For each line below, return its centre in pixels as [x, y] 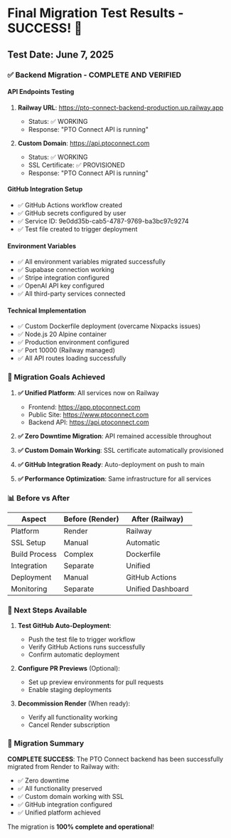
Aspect [34, 519]
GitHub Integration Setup [45, 189]
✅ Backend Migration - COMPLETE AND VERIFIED [95, 75]
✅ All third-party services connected [71, 294]
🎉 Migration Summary [46, 743]
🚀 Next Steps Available [47, 610]
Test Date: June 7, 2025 [61, 54]
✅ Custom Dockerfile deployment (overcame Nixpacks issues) [109, 326]
